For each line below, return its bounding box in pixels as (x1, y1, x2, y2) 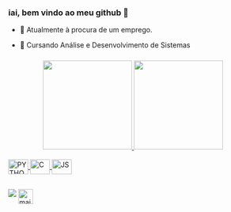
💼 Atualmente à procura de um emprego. (19, 25, 153, 35)
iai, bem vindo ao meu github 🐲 (8, 7, 129, 18)
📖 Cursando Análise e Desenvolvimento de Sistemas (19, 40, 191, 50)
